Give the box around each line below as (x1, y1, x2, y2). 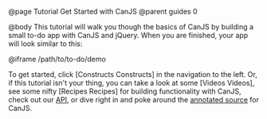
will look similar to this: (8, 39, 83, 48)
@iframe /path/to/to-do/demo (8, 55, 106, 63)
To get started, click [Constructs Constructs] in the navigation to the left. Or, (8, 70, 257, 79)
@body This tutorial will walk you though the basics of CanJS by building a (8, 22, 253, 31)
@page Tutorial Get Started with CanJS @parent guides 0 (8, 7, 198, 16)
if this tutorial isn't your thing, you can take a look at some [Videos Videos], (8, 79, 255, 87)
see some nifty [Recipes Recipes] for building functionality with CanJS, (8, 86, 241, 96)
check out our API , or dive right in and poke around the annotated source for (8, 95, 259, 104)
